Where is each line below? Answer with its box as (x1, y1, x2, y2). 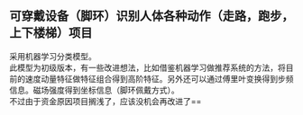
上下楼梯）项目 (9, 25, 93, 40)
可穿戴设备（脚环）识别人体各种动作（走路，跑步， (9, 8, 294, 24)
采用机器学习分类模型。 (9, 50, 96, 61)
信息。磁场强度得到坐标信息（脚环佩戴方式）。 (9, 84, 179, 95)
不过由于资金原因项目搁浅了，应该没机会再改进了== (9, 95, 202, 106)
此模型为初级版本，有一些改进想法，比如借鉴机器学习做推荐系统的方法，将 (9, 62, 286, 73)
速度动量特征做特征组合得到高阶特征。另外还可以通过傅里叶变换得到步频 (24, 73, 294, 84)
